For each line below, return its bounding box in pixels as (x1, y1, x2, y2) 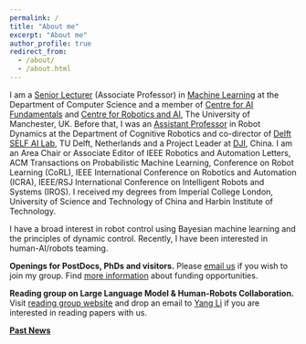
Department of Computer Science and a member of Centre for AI (9, 99, 254, 109)
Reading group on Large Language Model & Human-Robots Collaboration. (9, 287, 295, 298)
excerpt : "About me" (9, 30, 89, 39)
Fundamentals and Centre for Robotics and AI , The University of (9, 109, 251, 120)
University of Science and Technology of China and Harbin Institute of (9, 195, 274, 206)
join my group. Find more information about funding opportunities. (9, 270, 259, 281)
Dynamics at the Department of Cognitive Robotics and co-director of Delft (9, 128, 292, 139)
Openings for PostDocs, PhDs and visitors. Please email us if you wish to (9, 260, 289, 271)
